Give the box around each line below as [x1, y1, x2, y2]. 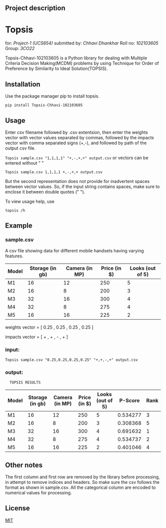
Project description [5, 4, 66, 12]
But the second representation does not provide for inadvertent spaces [5, 178, 150, 184]
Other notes [5, 461, 43, 469]
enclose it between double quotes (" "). [5, 188, 85, 195]
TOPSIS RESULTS [9, 380, 41, 385]
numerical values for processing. [5, 490, 72, 496]
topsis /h [5, 208, 26, 213]
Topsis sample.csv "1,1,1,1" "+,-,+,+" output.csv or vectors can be [5, 155, 149, 161]
